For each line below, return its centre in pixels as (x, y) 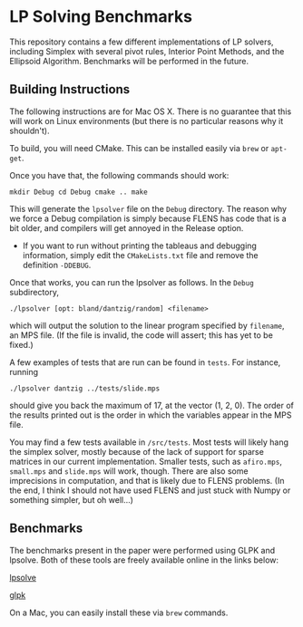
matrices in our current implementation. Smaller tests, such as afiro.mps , (146, 461)
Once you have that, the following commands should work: (119, 175)
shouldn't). (29, 130)
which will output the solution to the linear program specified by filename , (147, 325)
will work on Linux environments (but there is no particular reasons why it (147, 121)
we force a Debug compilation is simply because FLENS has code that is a (148, 218)
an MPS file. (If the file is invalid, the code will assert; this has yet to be (142, 335)
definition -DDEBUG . (57, 265)
